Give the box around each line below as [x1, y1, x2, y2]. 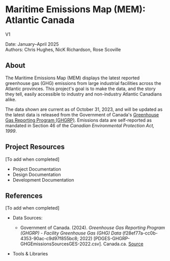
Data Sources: [12, 215, 43, 221]
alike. [5, 96, 17, 102]
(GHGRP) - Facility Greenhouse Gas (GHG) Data [20, 230, 122, 236]
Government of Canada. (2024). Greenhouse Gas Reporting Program [20, 225, 165, 231]
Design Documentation [12, 171, 61, 178]
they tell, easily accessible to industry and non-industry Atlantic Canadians [5, 91, 162, 97]
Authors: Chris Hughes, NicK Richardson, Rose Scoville [5, 46, 121, 52]
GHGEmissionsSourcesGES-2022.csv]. [20, 241, 103, 247]
